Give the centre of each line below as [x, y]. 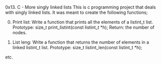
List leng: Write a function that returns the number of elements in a [81, 42]
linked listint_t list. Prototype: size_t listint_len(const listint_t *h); [77, 47]
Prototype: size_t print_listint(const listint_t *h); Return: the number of [83, 27]
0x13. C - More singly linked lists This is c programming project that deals [80, 7]
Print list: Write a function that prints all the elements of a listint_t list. [83, 22]
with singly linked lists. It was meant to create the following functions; [77, 12]
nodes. [19, 32]
